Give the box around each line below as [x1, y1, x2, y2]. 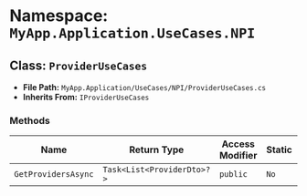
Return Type [129, 143, 185, 156]
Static [266, 143, 292, 156]
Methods [9, 114, 50, 127]
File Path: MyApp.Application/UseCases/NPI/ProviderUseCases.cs [22, 82, 267, 92]
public [218, 170, 249, 180]
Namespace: [9, 5, 109, 26]
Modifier [218, 150, 258, 162]
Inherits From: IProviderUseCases [22, 92, 150, 102]
